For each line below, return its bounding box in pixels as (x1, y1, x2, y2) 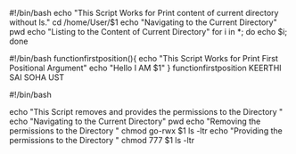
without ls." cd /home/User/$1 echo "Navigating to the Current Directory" (9, 17, 278, 28)
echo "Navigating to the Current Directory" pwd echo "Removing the (9, 116, 261, 126)
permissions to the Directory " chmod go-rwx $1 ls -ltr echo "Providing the (9, 126, 283, 136)
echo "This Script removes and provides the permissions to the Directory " (9, 107, 284, 117)
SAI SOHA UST (9, 72, 65, 83)
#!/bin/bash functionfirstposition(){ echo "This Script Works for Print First (9, 53, 279, 63)
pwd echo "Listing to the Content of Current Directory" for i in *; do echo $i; (9, 27, 288, 36)
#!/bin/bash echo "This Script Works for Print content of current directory (9, 8, 279, 18)
